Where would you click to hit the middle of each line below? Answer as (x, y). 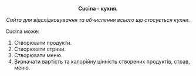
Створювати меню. (38, 55)
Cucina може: (23, 31)
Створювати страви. (40, 49)
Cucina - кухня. (98, 9)
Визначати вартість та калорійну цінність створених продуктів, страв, (102, 62)
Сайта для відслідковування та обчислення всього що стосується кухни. (98, 20)
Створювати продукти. (43, 43)
